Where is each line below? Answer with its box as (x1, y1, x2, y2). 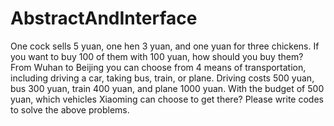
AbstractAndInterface (10, 7, 198, 30)
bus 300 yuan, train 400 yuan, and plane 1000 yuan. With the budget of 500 (10, 82, 325, 94)
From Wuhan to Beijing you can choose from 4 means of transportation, (10, 61, 307, 73)
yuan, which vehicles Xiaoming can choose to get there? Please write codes (10, 93, 324, 105)
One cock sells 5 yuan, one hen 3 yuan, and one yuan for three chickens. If (10, 40, 320, 52)
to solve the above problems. (10, 103, 130, 116)
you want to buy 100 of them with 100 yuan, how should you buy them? (10, 50, 304, 62)
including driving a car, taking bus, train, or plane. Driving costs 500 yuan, (10, 72, 315, 84)
